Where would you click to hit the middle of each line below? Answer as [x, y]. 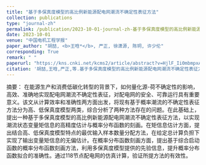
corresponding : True [33, 52]
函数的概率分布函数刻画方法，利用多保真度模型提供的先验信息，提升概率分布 [103, 148]
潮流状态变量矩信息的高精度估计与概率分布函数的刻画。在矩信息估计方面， [100, 125]
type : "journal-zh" [31, 23]
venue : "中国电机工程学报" [37, 40]
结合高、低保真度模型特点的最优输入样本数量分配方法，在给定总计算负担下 [105, 133]
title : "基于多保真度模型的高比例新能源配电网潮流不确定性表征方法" [83, 12]
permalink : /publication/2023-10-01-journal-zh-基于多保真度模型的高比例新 [99, 29]
